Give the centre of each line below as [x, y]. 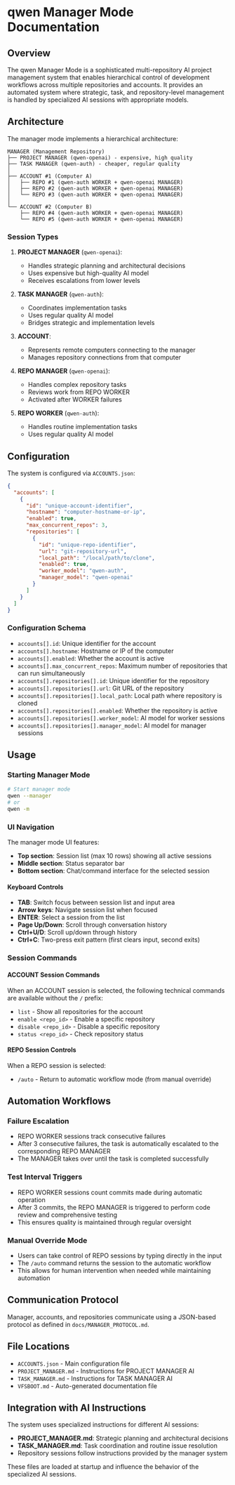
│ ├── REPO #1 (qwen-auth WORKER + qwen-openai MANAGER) [95, 182]
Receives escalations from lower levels [84, 281]
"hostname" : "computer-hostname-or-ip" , [86, 512]
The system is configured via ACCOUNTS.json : [71, 473]
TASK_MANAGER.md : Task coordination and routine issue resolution [117, 1446]
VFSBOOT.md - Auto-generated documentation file [87, 1386]
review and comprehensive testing [67, 1215]
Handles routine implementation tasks [83, 427]
